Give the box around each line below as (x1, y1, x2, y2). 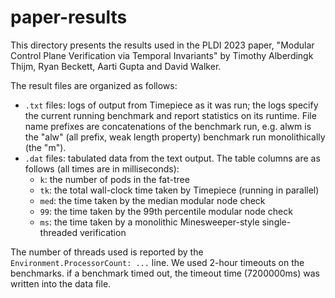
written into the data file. (10, 277, 112, 290)
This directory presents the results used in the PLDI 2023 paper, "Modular (10, 39, 315, 51)
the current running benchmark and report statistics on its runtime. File (24, 109, 317, 121)
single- (261, 216, 292, 228)
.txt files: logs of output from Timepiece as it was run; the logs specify (24, 99, 319, 111)
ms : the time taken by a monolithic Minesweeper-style (39, 216, 260, 228)
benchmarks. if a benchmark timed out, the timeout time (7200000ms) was (10, 267, 320, 279)
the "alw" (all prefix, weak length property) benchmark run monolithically (24, 131, 326, 143)
